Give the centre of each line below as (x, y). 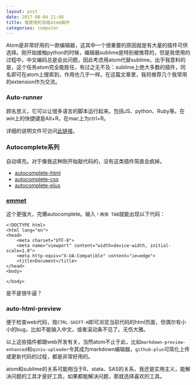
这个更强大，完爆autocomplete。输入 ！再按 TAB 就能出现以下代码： (86, 214)
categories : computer (32, 28)
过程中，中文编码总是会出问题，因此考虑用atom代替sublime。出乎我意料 (93, 60)
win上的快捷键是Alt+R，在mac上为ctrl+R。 (58, 118)
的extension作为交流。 (33, 82)
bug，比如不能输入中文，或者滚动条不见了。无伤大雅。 (82, 329)
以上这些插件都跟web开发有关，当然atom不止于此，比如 (74, 342)
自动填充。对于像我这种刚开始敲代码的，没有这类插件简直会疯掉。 (85, 161)
